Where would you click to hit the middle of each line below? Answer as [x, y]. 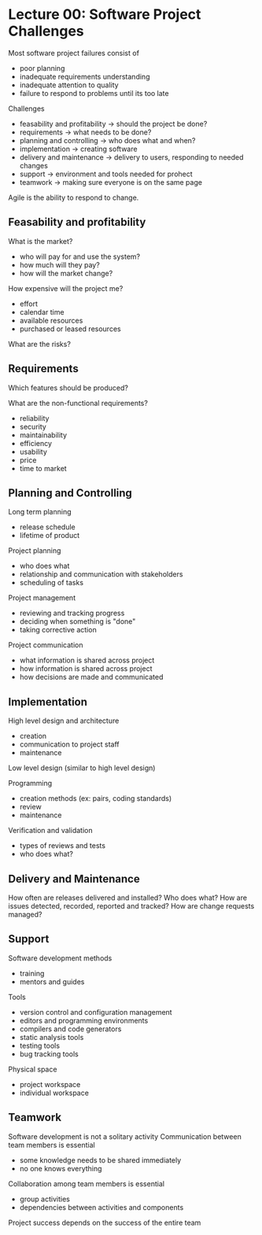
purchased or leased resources [70, 329]
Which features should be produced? [68, 388]
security [33, 426]
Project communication [46, 645]
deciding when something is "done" [77, 621]
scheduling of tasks [52, 583]
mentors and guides [52, 982]
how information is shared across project [86, 669]
